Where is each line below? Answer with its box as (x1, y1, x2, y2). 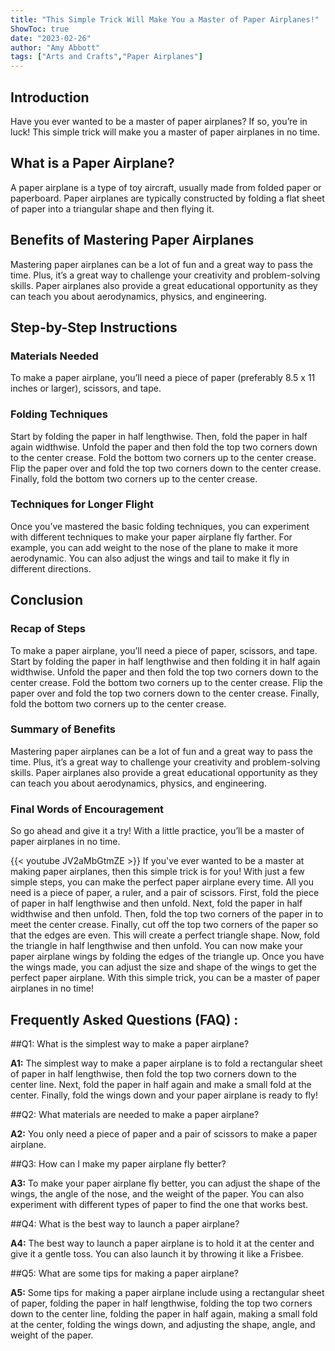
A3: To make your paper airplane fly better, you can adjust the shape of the (10, 1177, 321, 1189)
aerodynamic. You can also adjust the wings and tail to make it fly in (10, 552, 290, 564)
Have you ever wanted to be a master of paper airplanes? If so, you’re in (10, 115, 308, 127)
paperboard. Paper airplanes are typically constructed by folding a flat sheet (10, 192, 325, 204)
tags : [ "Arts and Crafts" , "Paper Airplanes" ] (10, 52, 203, 62)
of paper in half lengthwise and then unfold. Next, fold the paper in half (10, 897, 303, 910)
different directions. (10, 562, 92, 575)
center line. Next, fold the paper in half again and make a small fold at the (10, 1078, 312, 1090)
